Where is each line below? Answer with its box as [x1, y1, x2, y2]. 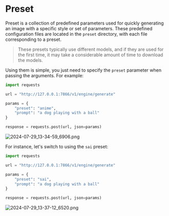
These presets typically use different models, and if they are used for [17, 46, 164, 52]
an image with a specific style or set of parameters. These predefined [5, 25, 153, 31]
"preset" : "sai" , [14, 177, 52, 182]
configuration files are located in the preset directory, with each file [5, 31, 147, 37]
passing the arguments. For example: [5, 72, 83, 78]
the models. [17, 57, 43, 63]
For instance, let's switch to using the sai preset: [5, 144, 109, 150]
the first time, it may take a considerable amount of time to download [17, 52, 163, 58]
